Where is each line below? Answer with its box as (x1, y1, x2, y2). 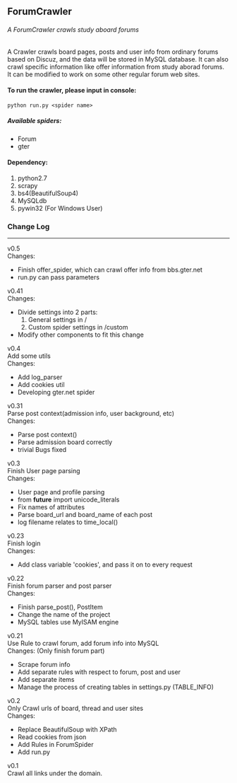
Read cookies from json (17, 733, 87, 741)
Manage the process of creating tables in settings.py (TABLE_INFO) (17, 683, 214, 692)
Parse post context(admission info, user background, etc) (7, 410, 175, 418)
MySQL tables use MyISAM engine (17, 618, 119, 627)
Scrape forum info (17, 661, 71, 669)
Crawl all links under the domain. (7, 769, 103, 777)
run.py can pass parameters (17, 273, 100, 282)
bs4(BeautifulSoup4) (17, 189, 79, 197)
